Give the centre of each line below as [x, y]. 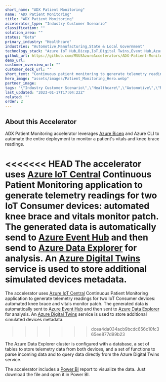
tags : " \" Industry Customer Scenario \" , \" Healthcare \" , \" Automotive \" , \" [83, 88]
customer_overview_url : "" [33, 65]
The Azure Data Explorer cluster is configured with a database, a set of [77, 343]
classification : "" [25, 28]
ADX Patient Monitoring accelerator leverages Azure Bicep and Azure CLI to [82, 133]
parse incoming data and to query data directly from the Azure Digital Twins [82, 354]
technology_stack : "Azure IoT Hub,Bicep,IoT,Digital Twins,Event [74, 51]
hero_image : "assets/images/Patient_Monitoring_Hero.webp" [67, 79]
